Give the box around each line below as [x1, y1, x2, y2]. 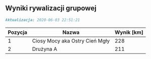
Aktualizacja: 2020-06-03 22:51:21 [5, 17, 80, 22]
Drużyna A [32, 45, 57, 52]
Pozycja [8, 29, 28, 36]
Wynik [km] [114, 29, 144, 36]
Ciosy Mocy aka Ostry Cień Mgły [32, 37, 110, 44]
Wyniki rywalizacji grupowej [5, 4, 97, 13]
